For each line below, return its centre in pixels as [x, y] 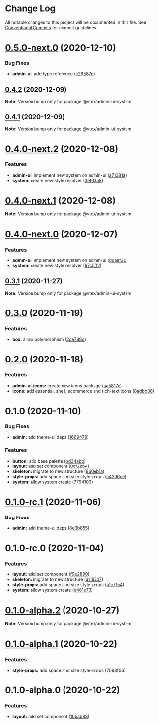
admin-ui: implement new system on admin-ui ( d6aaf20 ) [70, 260]
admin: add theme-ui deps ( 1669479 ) [50, 437]
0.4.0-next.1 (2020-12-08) [61, 200]
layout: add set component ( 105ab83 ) [51, 717]
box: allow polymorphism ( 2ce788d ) [49, 339]
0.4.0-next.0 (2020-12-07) [62, 234]
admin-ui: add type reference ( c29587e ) [53, 74]
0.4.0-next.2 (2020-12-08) [62, 149]
